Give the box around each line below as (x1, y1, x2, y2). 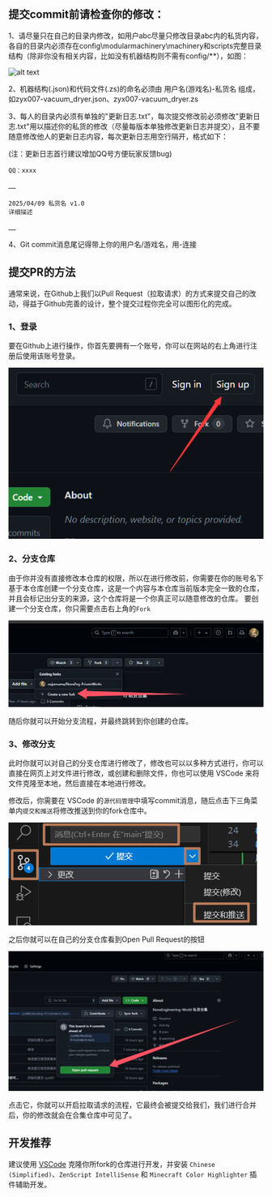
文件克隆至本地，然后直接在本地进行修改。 (8, 779, 151, 789)
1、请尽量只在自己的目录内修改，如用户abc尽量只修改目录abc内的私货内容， (8, 31, 263, 41)
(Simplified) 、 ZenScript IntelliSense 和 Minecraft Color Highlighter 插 (8, 1169, 257, 1179)
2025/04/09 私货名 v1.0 (8, 199, 85, 207)
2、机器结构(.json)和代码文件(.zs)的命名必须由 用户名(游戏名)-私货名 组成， (8, 83, 261, 93)
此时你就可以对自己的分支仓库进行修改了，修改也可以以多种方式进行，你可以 (8, 759, 264, 768)
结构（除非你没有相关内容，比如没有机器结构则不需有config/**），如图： (8, 51, 249, 61)
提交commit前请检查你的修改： (8, 7, 164, 22)
